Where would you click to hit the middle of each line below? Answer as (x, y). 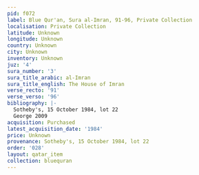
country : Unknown (32, 45)
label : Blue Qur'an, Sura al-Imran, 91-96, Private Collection (100, 20)
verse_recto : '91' (33, 90)
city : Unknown (28, 52)
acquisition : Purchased (41, 122)
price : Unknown (29, 135)
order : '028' (26, 148)
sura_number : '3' (32, 71)
